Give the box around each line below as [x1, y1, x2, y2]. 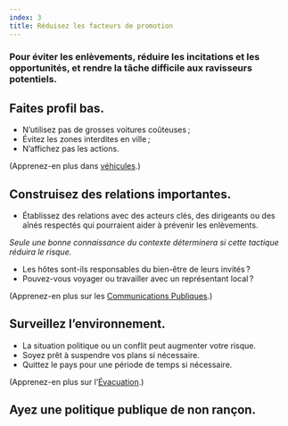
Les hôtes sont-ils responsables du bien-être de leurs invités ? [21, 264, 251, 275]
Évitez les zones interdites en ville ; [21, 134, 151, 145]
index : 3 [9, 13, 42, 22]
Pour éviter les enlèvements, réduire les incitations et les [9, 51, 260, 63]
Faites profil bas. [9, 100, 105, 116]
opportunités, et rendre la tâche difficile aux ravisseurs [9, 62, 252, 74]
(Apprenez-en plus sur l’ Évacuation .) [9, 376, 144, 387]
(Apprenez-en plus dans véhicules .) [9, 161, 141, 171]
